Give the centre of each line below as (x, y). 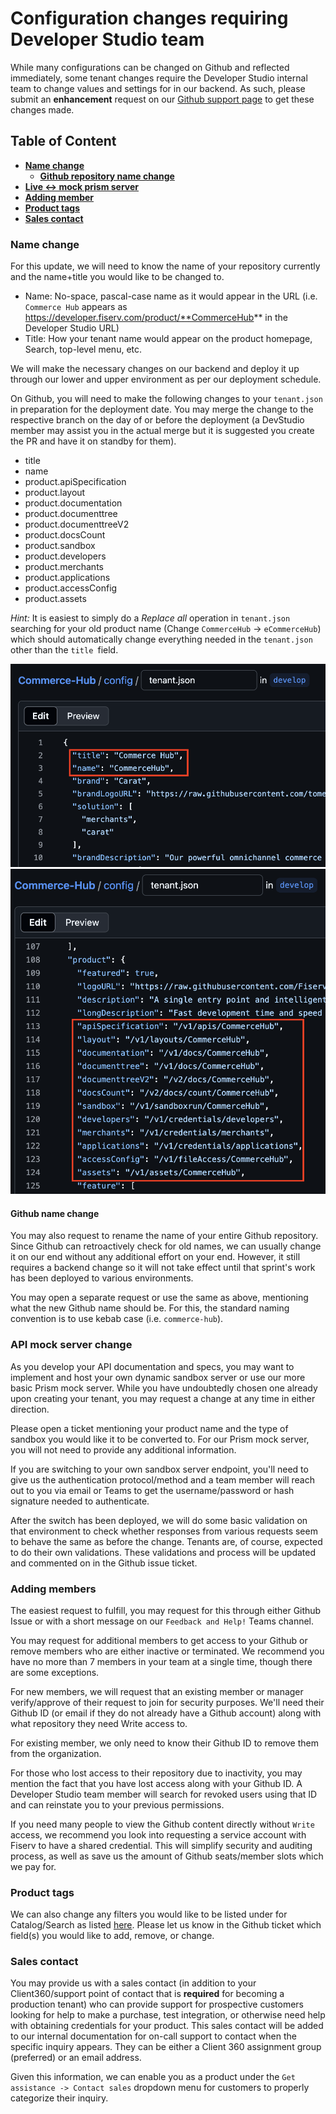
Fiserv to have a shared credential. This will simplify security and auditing (161, 1845)
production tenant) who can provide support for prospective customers (157, 2004)
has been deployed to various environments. (102, 1278)
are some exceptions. (55, 1672)
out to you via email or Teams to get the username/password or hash (152, 1490)
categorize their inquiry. (59, 2098)
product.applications (67, 578)
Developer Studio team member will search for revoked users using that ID (164, 1794)
